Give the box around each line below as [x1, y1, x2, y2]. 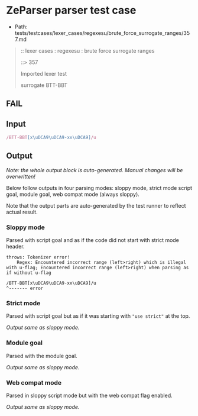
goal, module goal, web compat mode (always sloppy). [6, 191, 140, 198]
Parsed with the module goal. [6, 352, 78, 359]
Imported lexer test [20, 70, 67, 77]
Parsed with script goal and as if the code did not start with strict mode [6, 237, 179, 244]
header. [6, 243, 25, 250]
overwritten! [6, 173, 35, 180]
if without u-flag [6, 270, 51, 276]
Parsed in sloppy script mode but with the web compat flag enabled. [6, 392, 173, 399]
